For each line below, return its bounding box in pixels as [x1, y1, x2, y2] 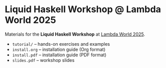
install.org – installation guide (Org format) [12, 46, 106, 52]
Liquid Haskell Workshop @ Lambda [5, 4, 161, 15]
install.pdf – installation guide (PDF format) [12, 52, 107, 58]
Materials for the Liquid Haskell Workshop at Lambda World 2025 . [5, 31, 145, 37]
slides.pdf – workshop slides [12, 57, 75, 63]
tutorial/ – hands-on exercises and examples [12, 41, 110, 47]
